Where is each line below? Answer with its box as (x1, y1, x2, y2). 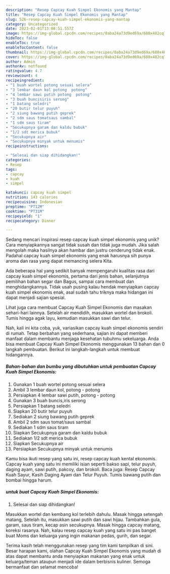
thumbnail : (6, 50, 29, 55)
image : (6, 31, 20, 36)
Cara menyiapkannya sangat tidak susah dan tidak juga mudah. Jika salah (6, 242, 159, 248)
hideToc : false (6, 36, 38, 41)
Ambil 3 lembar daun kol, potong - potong (13, 387, 100, 393)
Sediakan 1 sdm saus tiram (13, 424, 69, 431)
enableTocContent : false (6, 45, 58, 50)
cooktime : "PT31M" (6, 209, 44, 214)
